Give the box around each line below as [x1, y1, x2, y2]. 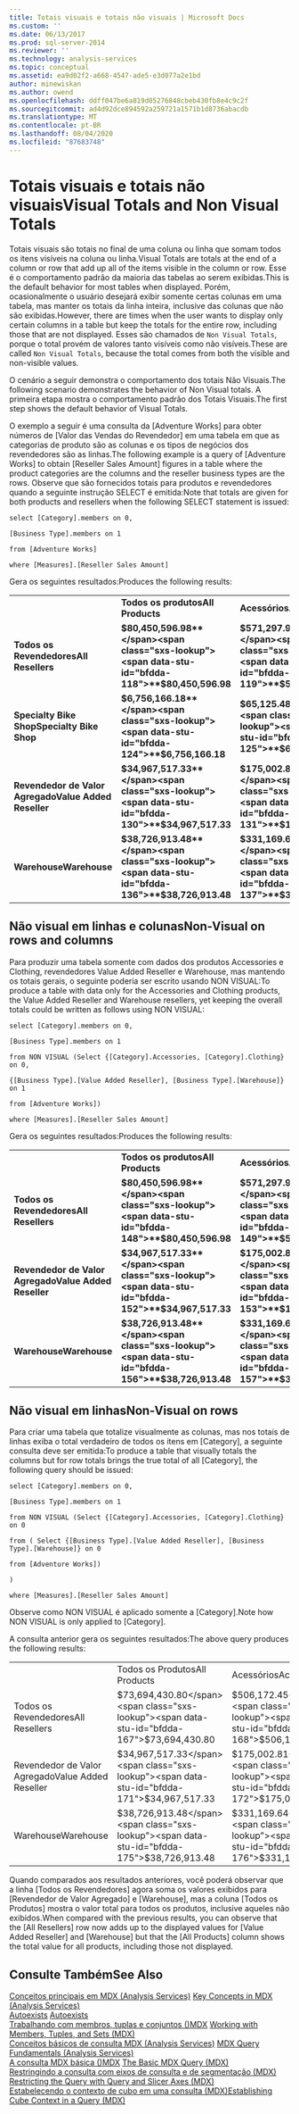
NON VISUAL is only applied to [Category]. [9, 1617, 166, 1627]
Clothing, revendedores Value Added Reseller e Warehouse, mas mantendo [9, 966, 286, 977]
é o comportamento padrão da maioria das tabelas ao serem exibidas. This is [9, 271, 289, 282]
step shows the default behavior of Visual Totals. [9, 403, 189, 413]
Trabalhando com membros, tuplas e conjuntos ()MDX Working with [9, 2019, 258, 2030]
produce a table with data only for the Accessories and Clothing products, [9, 985, 280, 995]
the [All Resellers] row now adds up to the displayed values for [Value [9, 1922, 264, 1933]
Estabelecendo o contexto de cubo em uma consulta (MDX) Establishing [9, 2085, 273, 2096]
